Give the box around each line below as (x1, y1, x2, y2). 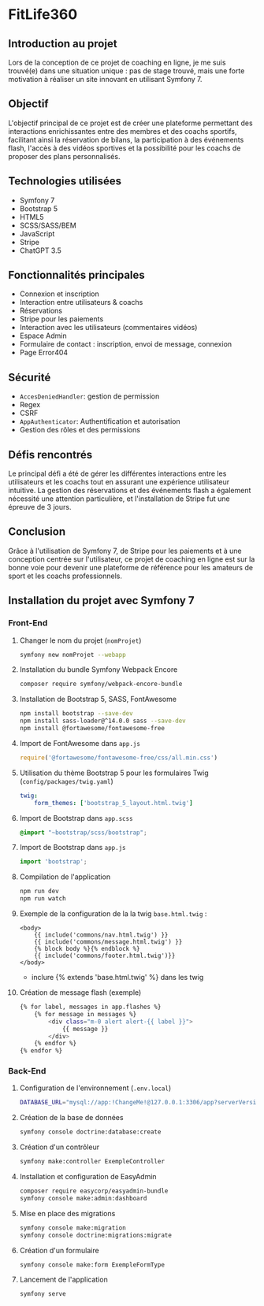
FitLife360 (8, 6, 78, 24)
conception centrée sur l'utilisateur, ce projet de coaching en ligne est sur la (8, 554, 255, 564)
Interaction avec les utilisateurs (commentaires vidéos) (19, 323, 198, 332)
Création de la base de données (19, 1113, 124, 1122)
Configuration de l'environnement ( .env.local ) (19, 1083, 172, 1093)
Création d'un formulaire (19, 1245, 100, 1255)
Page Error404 (19, 348, 69, 358)
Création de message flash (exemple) (19, 988, 142, 997)
